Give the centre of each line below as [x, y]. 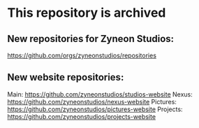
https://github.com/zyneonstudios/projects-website [81, 116]
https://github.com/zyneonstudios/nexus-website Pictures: [92, 101]
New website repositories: [66, 77]
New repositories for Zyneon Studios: [91, 39]
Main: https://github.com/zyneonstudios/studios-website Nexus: [100, 94]
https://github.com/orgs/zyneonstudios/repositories [82, 55]
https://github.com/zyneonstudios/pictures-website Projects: [95, 109]
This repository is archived [87, 13]
